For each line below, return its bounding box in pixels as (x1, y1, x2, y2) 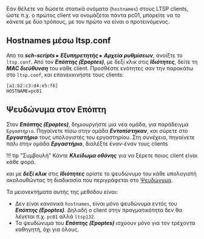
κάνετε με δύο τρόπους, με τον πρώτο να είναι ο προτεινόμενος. (6, 18, 170, 25)
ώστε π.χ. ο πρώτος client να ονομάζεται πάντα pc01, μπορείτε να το (6, 12, 181, 19)
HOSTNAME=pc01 (6, 88, 42, 94)
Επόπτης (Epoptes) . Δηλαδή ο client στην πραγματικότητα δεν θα (15, 206, 183, 214)
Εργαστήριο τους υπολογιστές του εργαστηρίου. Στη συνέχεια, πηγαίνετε (6, 133, 195, 141)
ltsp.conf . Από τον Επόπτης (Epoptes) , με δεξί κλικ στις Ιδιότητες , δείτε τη (6, 58, 198, 66)
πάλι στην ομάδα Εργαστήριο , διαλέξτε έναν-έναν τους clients (6, 140, 168, 147)
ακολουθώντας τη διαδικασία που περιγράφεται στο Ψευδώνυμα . (6, 176, 173, 184)
